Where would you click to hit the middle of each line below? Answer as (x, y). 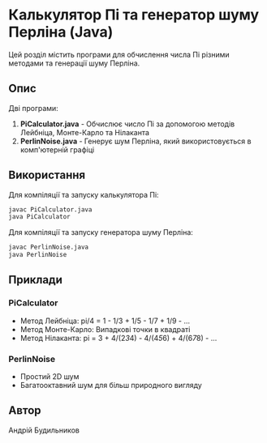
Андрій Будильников (44, 430)
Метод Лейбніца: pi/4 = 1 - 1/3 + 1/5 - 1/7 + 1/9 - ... (105, 321)
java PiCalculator (39, 217)
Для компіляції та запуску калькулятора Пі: (84, 194)
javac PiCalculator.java (50, 209)
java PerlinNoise (38, 255)
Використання (47, 175)
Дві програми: (33, 108)
